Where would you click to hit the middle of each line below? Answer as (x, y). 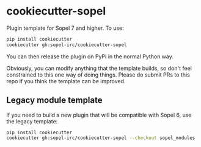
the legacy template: (32, 121)
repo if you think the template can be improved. (66, 81)
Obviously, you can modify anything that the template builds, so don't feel (99, 68)
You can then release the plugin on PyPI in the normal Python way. (90, 56)
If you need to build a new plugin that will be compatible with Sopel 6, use (99, 115)
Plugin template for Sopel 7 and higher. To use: (65, 28)
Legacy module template (54, 101)
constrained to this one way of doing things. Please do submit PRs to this (98, 75)
